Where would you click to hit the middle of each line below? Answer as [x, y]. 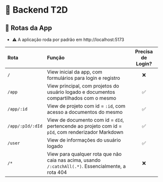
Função [56, 58]
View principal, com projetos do [83, 86]
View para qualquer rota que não [84, 154]
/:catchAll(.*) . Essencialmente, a [86, 166]
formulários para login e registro [83, 78]
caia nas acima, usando [74, 160]
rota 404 [57, 172]
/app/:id [17, 109]
